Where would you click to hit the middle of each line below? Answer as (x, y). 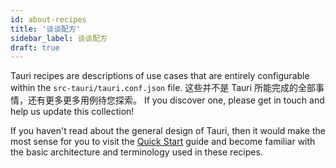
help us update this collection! (72, 112)
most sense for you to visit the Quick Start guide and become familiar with (163, 142)
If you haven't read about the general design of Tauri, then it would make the (168, 131)
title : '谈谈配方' (46, 29)
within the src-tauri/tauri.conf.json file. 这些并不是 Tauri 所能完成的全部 (163, 88)
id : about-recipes (48, 19)
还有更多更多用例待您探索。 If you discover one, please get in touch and (176, 100)
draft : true (35, 47)
